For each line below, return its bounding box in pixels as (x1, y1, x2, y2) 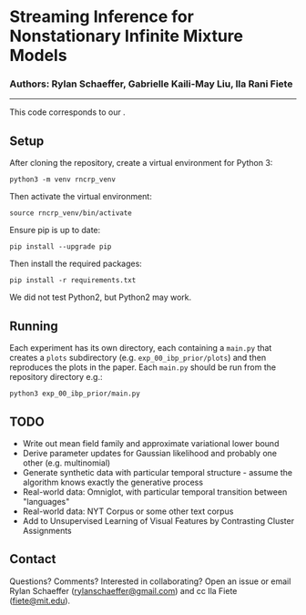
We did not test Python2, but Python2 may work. (9, 292, 192, 302)
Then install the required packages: (9, 258, 143, 270)
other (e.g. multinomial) (22, 457, 111, 468)
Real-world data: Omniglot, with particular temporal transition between (22, 486, 288, 497)
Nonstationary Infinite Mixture (9, 26, 244, 46)
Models (9, 46, 67, 66)
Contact (9, 551, 56, 567)
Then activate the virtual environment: (9, 191, 152, 202)
